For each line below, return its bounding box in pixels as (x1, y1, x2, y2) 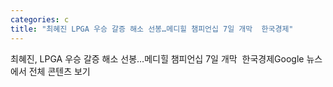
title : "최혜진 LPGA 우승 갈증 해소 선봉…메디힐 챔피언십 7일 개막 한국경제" (10, 24, 294, 34)
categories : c (10, 14, 70, 25)
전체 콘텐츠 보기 (28, 65, 91, 77)
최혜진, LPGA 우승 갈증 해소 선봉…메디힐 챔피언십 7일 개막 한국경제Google (10, 52, 305, 65)
